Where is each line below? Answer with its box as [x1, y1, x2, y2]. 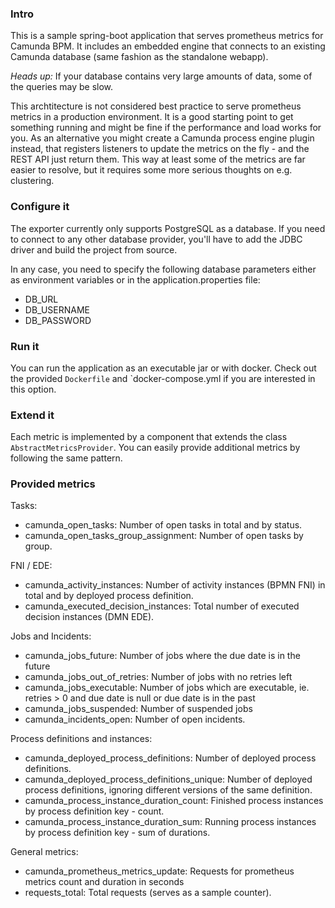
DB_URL [24, 293, 59, 305]
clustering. [10, 175, 55, 187]
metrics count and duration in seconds [24, 876, 185, 888]
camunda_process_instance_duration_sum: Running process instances [24, 816, 317, 828]
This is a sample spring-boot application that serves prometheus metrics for [10, 30, 324, 42]
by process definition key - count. [24, 805, 165, 817]
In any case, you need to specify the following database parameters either [10, 263, 317, 275]
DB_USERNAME [24, 303, 90, 316]
